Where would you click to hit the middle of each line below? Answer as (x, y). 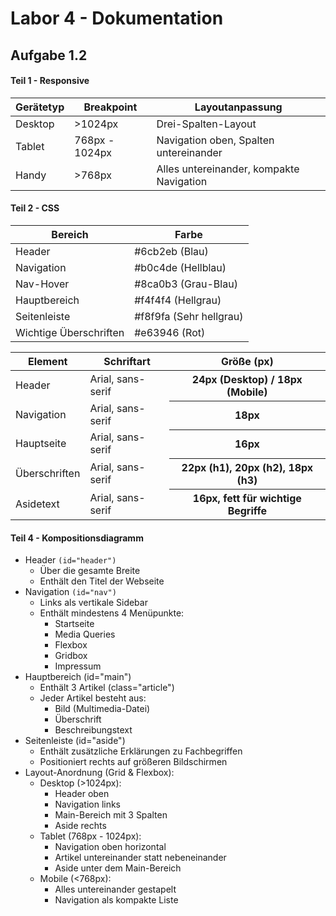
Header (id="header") (70, 560)
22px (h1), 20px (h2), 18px (247, 467)
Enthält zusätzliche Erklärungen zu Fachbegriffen (141, 751)
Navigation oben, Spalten (215, 140)
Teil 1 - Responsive (50, 81)
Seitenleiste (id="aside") (75, 741)
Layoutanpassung (238, 107)
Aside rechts (80, 826)
